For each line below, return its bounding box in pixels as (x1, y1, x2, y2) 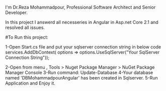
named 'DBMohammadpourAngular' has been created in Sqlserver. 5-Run (5, 75, 158, 80)
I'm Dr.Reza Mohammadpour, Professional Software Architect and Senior (5, 4, 156, 10)
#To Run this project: (5, 34, 49, 40)
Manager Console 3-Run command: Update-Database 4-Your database (5, 69, 153, 75)
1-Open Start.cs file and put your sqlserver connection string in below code (5, 44, 161, 49)
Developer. (5, 9, 28, 15)
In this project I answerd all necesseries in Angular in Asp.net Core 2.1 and (5, 19, 158, 25)
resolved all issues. (5, 24, 45, 30)
